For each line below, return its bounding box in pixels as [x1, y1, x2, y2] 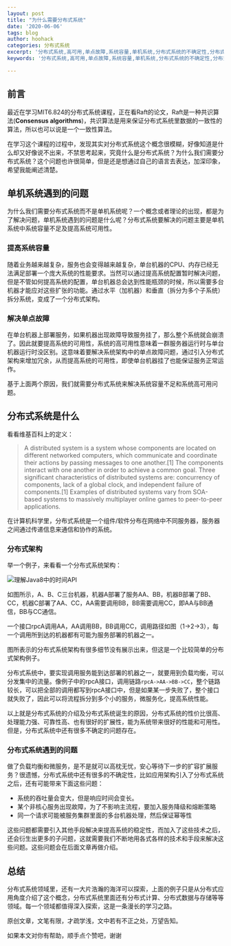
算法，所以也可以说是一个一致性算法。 [7, 125, 115, 133]
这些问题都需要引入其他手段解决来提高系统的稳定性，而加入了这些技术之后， [7, 826, 224, 834]
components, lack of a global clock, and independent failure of [23, 480, 201, 489]
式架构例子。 [7, 654, 43, 662]
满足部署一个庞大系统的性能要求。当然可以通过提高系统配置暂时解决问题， [12, 269, 224, 277]
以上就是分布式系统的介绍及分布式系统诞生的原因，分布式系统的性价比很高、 [7, 709, 224, 717]
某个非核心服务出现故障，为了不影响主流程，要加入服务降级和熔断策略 [16, 803, 217, 811]
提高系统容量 [7, 243, 50, 253]
